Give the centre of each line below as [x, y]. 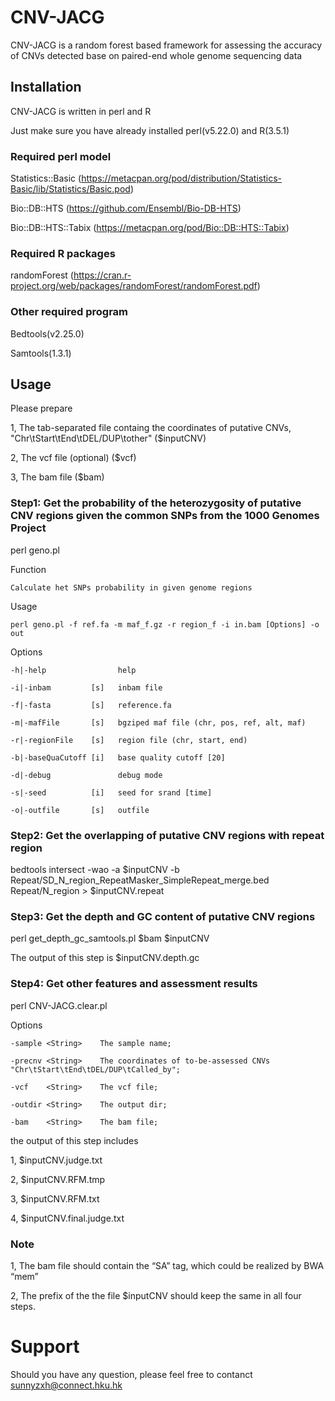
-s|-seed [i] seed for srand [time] [111, 792]
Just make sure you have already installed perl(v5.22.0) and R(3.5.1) [150, 130]
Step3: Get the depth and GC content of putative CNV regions [163, 916]
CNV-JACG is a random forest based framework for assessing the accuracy [166, 45]
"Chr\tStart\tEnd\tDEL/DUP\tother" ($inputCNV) [108, 438]
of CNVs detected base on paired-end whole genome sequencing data [156, 55]
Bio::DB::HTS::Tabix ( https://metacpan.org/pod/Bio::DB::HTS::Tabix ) [150, 228]
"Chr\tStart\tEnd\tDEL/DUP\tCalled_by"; [96, 1069]
